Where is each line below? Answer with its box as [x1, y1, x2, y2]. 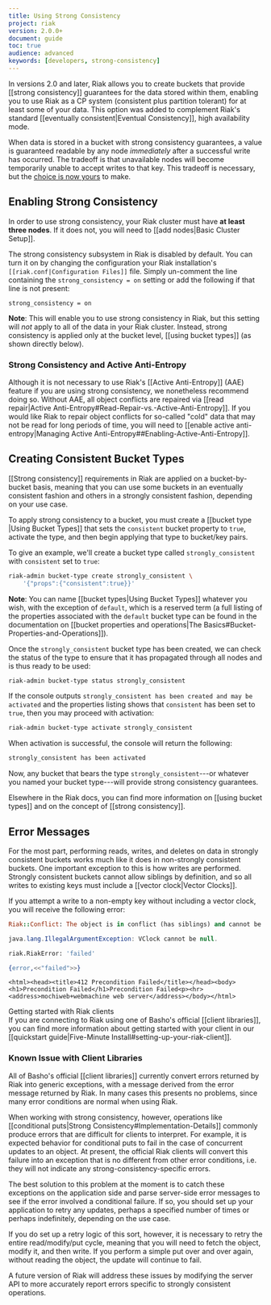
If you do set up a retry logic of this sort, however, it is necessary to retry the [8, 1229, 263, 1239]
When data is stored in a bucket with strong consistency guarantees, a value [8, 137, 262, 147]
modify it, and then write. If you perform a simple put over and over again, [8, 1246, 254, 1256]
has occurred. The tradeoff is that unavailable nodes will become [8, 154, 224, 164]
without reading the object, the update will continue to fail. [8, 1255, 202, 1265]
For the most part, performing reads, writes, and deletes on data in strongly [8, 846, 259, 856]
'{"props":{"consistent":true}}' [23, 579, 135, 587]
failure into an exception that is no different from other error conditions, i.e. [8, 1155, 257, 1165]
